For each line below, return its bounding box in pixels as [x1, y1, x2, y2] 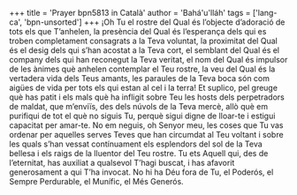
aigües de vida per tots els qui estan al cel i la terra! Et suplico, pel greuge [9, 83, 278, 93]
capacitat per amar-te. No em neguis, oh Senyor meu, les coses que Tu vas [9, 120, 285, 131]
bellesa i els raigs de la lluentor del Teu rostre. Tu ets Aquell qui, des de [9, 148, 269, 158]
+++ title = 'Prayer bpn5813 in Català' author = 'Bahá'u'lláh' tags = [9, 8, 251, 18]
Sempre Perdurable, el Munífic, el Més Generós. [9, 176, 184, 186]
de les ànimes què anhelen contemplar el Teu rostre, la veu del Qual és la [9, 64, 276, 74]
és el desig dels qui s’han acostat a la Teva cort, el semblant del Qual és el [9, 45, 280, 56]
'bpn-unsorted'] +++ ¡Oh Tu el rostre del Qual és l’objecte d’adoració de [24, 17, 286, 27]
